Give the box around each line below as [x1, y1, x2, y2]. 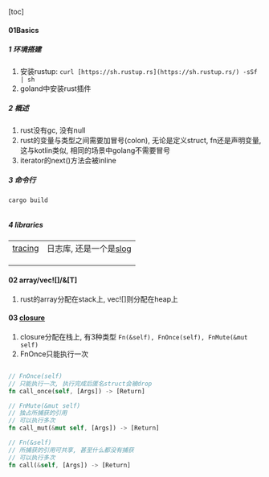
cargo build [8, 196, 48, 204]
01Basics [8, 25, 39, 35]
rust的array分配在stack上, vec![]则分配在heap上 [19, 294, 179, 304]
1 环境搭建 [8, 44, 42, 55]
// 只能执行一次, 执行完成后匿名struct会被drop [8, 380, 153, 388]
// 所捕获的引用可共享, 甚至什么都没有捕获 [8, 446, 134, 454]
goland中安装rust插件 [19, 84, 92, 93]
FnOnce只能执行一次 [19, 349, 89, 359]
